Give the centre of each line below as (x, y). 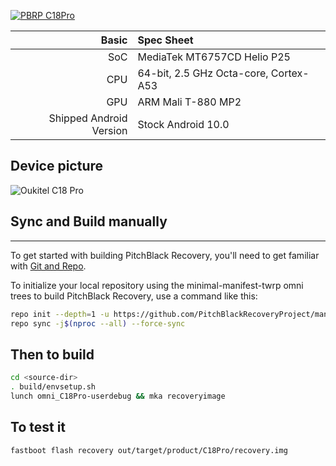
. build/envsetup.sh (53, 387)
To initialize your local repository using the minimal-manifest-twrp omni (157, 285)
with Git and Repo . (48, 266)
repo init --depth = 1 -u (60, 314)
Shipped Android (88, 118)
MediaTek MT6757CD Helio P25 (214, 57)
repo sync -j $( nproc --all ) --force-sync (98, 323)
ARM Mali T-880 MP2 (189, 102)
